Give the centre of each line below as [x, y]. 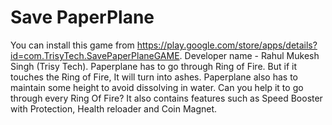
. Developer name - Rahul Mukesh [249, 55]
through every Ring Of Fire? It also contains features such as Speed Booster [166, 98]
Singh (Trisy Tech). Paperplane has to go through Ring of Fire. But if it [153, 66]
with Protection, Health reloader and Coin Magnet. [114, 108]
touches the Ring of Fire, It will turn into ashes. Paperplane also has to [154, 77]
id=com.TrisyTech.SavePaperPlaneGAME [95, 55]
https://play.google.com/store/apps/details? [227, 45]
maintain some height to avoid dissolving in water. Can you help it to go [157, 87]
